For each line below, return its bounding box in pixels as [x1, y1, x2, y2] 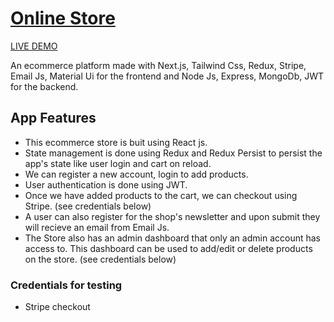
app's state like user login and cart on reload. [24, 157, 212, 169]
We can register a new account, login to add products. [24, 168, 249, 180]
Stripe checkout [24, 301, 91, 313]
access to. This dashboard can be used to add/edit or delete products [24, 242, 313, 254]
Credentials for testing [10, 278, 123, 292]
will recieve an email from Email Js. [24, 221, 170, 233]
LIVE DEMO [10, 40, 58, 52]
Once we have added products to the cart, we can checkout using [24, 189, 298, 201]
